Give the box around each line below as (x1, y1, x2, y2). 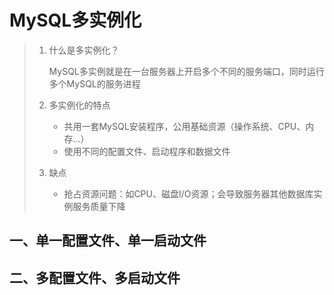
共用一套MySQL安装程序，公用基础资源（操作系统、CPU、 (63, 120, 306, 132)
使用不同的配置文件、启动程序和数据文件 (63, 145, 231, 157)
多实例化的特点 (48, 99, 111, 111)
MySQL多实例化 (9, 9, 142, 32)
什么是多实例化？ (48, 44, 120, 56)
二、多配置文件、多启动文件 (9, 269, 181, 286)
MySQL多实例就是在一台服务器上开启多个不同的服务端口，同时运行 (48, 65, 325, 77)
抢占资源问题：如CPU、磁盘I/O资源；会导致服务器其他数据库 (63, 187, 314, 200)
